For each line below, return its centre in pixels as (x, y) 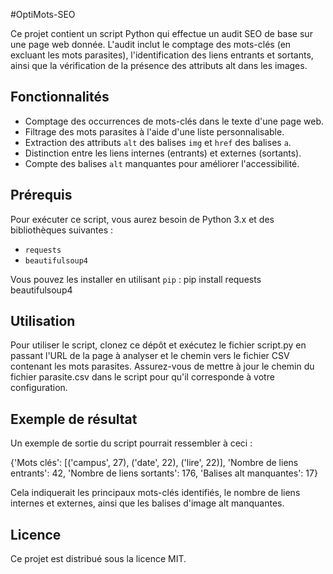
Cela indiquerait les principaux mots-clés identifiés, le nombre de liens (155, 493)
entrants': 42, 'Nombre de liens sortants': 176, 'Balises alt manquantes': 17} (164, 473)
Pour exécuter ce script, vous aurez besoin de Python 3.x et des (142, 219)
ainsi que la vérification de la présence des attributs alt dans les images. (159, 65)
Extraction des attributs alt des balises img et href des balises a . (158, 142)
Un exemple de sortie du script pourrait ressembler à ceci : (131, 443)
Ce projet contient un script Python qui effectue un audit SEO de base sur (161, 33)
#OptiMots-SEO (43, 14)
